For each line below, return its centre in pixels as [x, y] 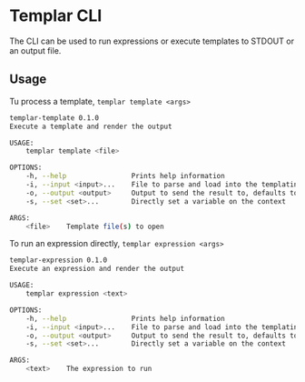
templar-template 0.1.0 [54, 118]
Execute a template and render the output [91, 126]
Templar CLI [56, 16]
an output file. [35, 50]
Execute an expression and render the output [97, 269]
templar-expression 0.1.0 [58, 260]
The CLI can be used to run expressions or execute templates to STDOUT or [152, 41]
